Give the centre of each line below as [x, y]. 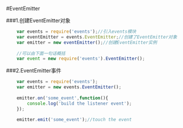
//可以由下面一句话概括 [41, 53]
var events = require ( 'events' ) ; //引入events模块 [76, 32]
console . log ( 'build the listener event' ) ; [80, 103]
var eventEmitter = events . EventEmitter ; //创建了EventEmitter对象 [97, 37]
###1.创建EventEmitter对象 [38, 20]
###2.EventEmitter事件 [34, 71]
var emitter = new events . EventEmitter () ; [69, 87]
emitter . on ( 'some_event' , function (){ [63, 98]
